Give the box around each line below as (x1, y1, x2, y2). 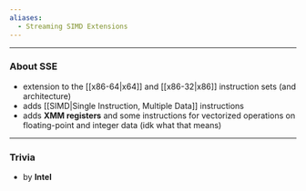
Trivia (9, 151, 36, 164)
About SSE (9, 60, 57, 73)
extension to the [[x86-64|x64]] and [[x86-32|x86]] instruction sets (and (22, 81, 297, 92)
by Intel (22, 172, 52, 183)
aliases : (9, 13, 43, 23)
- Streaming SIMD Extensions (17, 22, 128, 31)
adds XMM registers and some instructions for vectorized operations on (22, 110, 296, 121)
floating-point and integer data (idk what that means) (22, 119, 222, 130)
